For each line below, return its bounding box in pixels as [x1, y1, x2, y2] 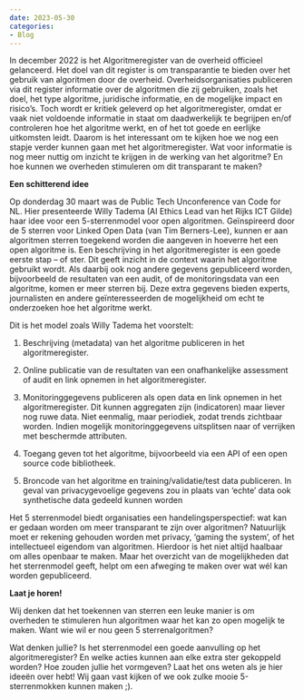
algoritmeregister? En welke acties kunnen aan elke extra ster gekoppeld [9, 652, 281, 663]
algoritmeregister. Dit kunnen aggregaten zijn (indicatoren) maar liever [22, 401, 286, 413]
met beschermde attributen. [22, 430, 128, 441]
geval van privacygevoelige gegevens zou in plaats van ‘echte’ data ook [22, 485, 291, 496]
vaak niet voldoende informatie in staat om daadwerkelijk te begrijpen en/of [9, 113, 292, 123]
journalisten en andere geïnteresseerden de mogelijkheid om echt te [9, 292, 265, 304]
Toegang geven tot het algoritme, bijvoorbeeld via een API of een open [22, 449, 288, 459]
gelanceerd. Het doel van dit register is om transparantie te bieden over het [9, 64, 290, 75]
